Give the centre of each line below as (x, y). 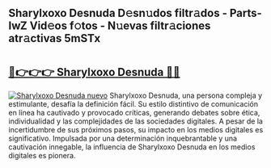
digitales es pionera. (42, 155)
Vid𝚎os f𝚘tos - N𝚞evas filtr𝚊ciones (120, 26)
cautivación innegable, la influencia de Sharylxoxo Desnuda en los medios (132, 147)
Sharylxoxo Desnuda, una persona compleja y (186, 95)
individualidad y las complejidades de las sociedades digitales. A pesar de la (135, 121)
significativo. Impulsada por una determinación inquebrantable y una (123, 138)
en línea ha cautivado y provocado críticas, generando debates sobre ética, (134, 113)
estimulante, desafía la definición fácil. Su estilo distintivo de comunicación (133, 104)
